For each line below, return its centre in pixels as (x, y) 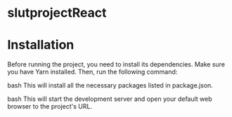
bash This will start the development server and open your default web (110, 99)
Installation (41, 45)
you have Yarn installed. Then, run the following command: (92, 72)
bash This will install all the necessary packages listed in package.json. (110, 85)
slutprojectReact (57, 13)
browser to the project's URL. (50, 106)
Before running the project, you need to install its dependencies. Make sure (116, 64)
